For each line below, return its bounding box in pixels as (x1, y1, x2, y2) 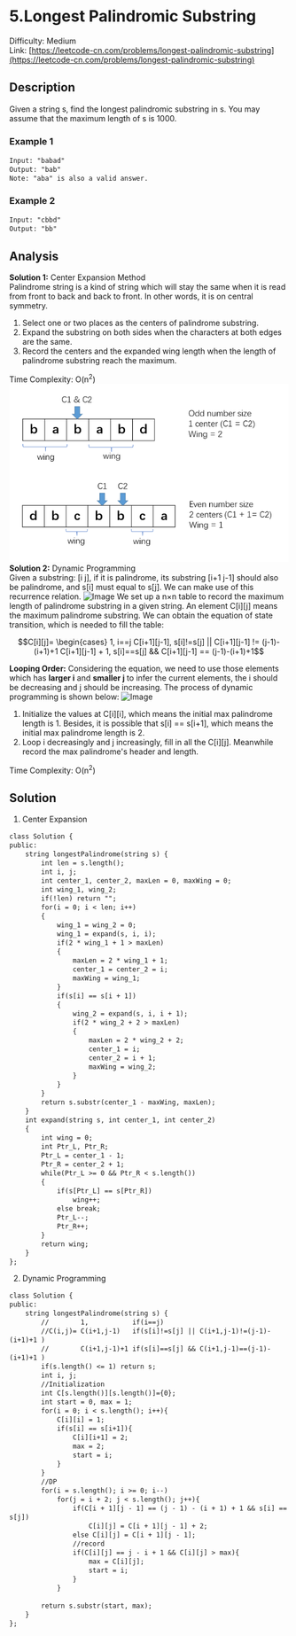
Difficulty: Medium (9, 35, 77, 46)
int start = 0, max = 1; (41, 1398, 133, 1406)
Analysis (9, 248, 59, 263)
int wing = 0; (41, 1134, 93, 1142)
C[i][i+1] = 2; (72, 1433, 129, 1442)
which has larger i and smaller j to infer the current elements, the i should (9, 672, 278, 683)
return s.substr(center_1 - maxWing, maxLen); (41, 1098, 216, 1107)
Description (9, 80, 75, 95)
